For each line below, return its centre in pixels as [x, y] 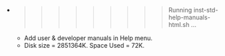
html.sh [179, 25]
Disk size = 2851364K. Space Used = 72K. [84, 45]
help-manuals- [189, 17]
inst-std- [206, 10]
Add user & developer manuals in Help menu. [88, 38]
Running [180, 10]
